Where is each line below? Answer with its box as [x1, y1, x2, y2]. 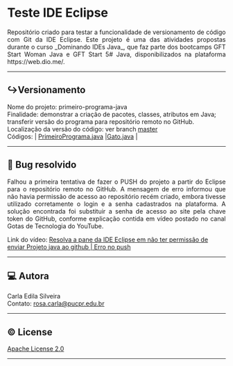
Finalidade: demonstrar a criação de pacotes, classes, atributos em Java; [7, 110, 216, 118]
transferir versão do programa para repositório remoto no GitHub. [7, 117, 195, 126]
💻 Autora [7, 270, 50, 282]
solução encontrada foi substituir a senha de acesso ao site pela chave [7, 207, 226, 215]
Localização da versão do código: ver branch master [7, 125, 158, 133]
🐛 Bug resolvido [7, 159, 77, 171]
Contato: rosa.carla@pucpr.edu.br [7, 299, 105, 308]
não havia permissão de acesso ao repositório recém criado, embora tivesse [7, 192, 226, 200]
